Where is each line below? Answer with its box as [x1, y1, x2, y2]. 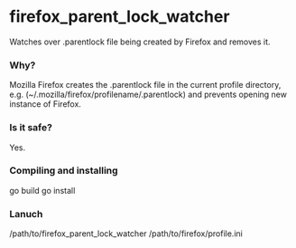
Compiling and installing [9, 165, 119, 177]
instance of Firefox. [9, 99, 81, 110]
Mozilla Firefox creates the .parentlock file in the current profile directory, [9, 80, 282, 91]
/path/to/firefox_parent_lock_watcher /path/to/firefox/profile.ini [9, 228, 244, 239]
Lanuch [9, 207, 43, 220]
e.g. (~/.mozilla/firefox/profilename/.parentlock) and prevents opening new [9, 89, 287, 100]
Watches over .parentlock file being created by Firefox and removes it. [9, 36, 271, 47]
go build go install [9, 185, 76, 196]
